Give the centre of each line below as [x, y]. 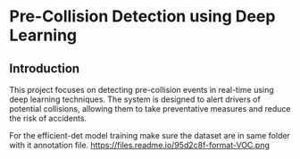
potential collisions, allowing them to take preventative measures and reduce [150, 109]
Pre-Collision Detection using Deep [142, 17]
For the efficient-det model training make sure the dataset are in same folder [150, 135]
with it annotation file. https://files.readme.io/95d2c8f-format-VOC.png [140, 145]
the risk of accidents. [48, 118]
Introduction [45, 68]
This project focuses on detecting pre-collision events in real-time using [142, 90]
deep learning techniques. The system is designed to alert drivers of [135, 99]
